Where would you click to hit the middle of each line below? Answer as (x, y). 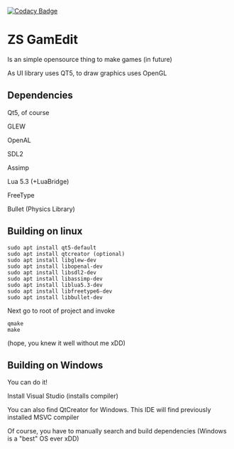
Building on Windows (55, 365)
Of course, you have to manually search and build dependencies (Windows (117, 431)
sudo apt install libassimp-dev (55, 278)
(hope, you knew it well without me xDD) (67, 343)
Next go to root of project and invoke (61, 310)
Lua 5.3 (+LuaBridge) (38, 181)
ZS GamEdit (43, 40)
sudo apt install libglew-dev (52, 260)
